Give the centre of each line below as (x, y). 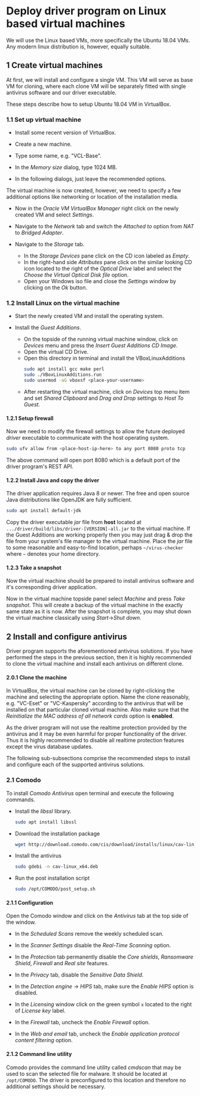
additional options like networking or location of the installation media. (93, 197)
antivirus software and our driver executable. (61, 92)
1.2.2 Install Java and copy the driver (53, 480)
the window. (21, 922)
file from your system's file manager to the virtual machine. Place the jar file (99, 541)
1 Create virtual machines (55, 65)
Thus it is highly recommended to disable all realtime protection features (95, 740)
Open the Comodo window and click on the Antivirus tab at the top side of (97, 916)
